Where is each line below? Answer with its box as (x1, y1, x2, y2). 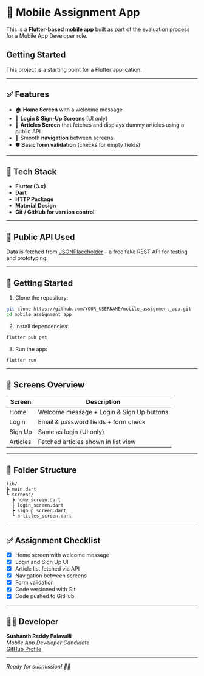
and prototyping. (6, 255, 49, 262)
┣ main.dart (6, 487, 36, 493)
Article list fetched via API (15, 565, 80, 572)
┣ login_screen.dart (12, 502, 64, 509)
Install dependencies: (15, 322, 69, 329)
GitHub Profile (6, 646, 42, 653)
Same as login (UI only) (38, 428, 104, 436)
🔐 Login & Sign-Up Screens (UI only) (15, 114, 108, 122)
